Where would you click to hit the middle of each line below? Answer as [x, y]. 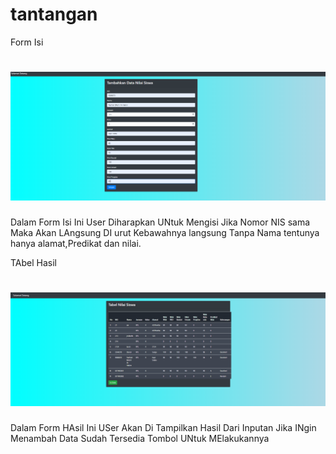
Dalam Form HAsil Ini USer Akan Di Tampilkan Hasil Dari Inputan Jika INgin [163, 428]
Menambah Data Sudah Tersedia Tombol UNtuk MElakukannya [140, 439]
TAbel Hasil [34, 263]
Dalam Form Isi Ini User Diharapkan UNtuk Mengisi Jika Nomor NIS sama [160, 222]
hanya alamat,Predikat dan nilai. [76, 244]
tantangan [54, 14]
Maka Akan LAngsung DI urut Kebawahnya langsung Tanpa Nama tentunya [165, 233]
